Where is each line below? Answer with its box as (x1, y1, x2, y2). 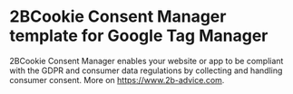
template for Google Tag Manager (9, 25, 269, 46)
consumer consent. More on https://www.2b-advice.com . (9, 74, 225, 85)
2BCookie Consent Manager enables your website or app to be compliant (9, 55, 284, 66)
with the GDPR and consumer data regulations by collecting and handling (9, 65, 283, 76)
